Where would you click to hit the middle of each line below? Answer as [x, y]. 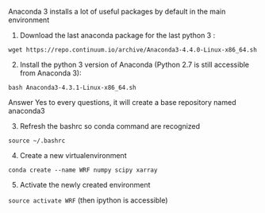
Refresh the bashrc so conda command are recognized [110, 126]
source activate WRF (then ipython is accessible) [88, 200]
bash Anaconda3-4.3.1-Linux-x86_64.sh [72, 87]
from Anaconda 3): [50, 73]
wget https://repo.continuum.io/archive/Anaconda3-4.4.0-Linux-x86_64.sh [133, 50]
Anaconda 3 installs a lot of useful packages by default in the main [117, 12]
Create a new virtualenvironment [73, 155]
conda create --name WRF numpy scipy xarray [83, 170]
